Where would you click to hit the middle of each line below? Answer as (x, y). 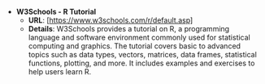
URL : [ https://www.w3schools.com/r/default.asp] (111, 20)
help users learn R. (60, 71)
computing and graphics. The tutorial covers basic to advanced (135, 46)
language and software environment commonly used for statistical (139, 37)
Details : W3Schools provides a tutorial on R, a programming (129, 29)
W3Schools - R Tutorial (56, 12)
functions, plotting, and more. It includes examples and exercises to (141, 63)
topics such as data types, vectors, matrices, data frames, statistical (143, 55)
